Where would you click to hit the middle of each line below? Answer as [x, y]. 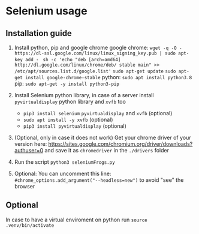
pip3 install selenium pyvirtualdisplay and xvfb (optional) [98, 113]
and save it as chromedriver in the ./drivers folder [106, 150]
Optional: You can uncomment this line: [63, 173]
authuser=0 [28, 150]
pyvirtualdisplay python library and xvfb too [70, 101]
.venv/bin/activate [30, 225]
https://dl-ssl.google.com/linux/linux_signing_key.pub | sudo [95, 53]
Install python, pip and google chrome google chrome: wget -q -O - [98, 47]
